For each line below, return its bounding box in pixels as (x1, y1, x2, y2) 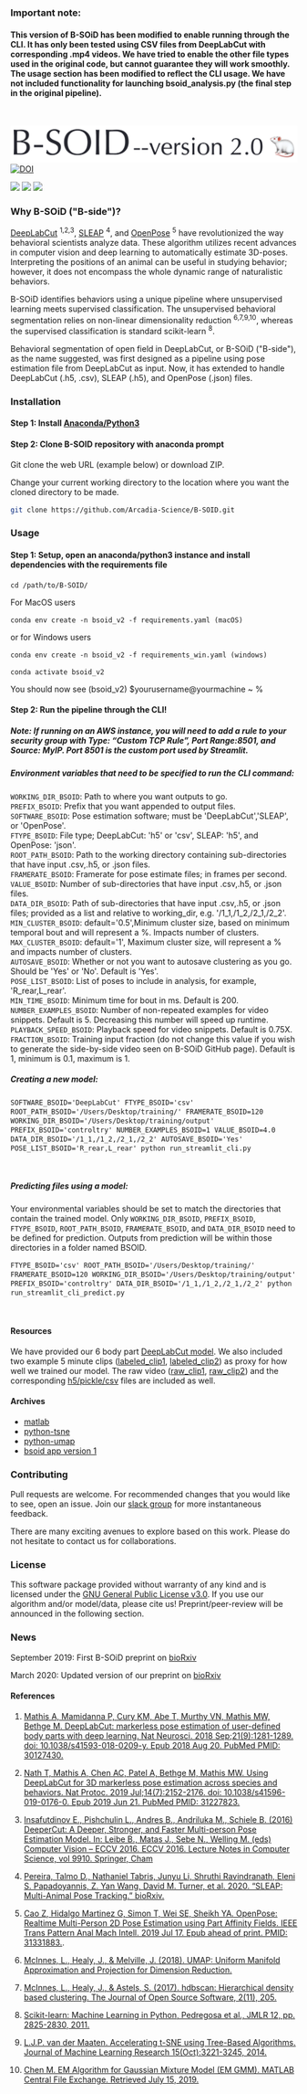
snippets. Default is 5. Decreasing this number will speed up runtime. (10, 1014, 270, 1025)
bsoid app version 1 (23, 1445, 97, 1456)
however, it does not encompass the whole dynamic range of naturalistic (10, 266, 283, 277)
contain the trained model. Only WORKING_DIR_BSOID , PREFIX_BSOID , (10, 1213, 256, 1224)
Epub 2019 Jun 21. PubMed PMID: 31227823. (71, 1796, 240, 1807)
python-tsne (23, 1425, 71, 1436)
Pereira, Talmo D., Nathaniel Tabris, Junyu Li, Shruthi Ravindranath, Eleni (23, 1870, 295, 1881)
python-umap (23, 1435, 76, 1446)
